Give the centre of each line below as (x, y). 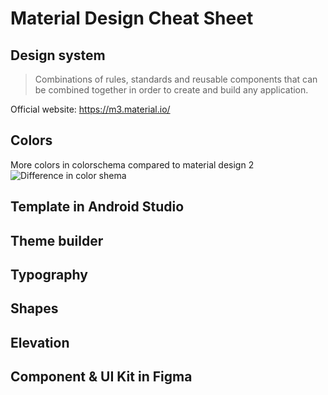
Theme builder (57, 240)
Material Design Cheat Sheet (132, 18)
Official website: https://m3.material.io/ (90, 109)
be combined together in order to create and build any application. (171, 90)
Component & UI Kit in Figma (101, 377)
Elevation (40, 342)
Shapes (34, 308)
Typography (49, 274)
